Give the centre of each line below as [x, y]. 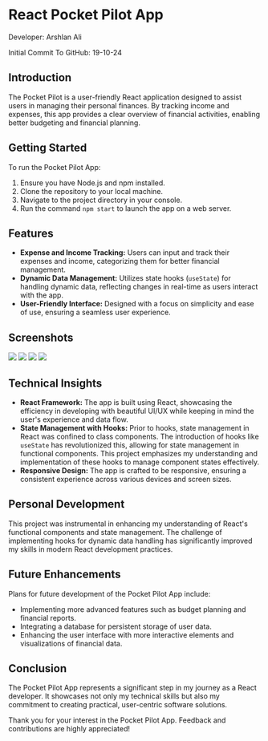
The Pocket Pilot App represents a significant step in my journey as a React [132, 688]
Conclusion [38, 668]
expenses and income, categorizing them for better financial [120, 261]
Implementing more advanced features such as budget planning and [133, 609]
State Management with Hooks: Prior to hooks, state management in [135, 428]
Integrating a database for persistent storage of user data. [116, 626]
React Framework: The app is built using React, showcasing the [126, 402]
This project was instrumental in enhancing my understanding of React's [128, 524]
